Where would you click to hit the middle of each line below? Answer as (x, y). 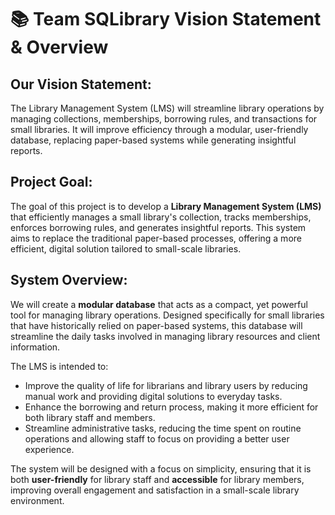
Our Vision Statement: (81, 84)
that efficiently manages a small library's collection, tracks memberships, (161, 217)
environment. (37, 500)
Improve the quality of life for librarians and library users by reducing (166, 385)
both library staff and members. (90, 417)
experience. (49, 449)
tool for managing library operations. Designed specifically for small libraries (167, 315)
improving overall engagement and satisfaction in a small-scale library (155, 490)
